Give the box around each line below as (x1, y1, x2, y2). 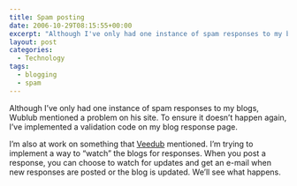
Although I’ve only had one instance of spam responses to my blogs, (9, 102, 259, 113)
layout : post (9, 37, 57, 47)
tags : (9, 63, 29, 71)
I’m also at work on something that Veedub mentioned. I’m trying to (9, 138, 254, 149)
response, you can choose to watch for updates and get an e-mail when (9, 157, 272, 167)
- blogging (17, 71, 57, 79)
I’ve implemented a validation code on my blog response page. (9, 121, 239, 132)
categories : (9, 46, 53, 55)
